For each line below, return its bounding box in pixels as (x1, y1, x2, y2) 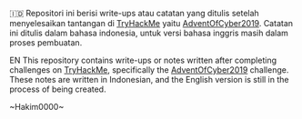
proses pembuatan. (9, 37, 83, 48)
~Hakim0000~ (9, 102, 65, 112)
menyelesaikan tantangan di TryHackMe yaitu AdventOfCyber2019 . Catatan (9, 18, 294, 28)
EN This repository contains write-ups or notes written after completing (9, 55, 277, 65)
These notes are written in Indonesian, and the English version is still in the (9, 74, 289, 84)
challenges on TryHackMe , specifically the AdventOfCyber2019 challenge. (9, 64, 289, 75)
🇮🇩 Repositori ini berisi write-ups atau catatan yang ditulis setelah (9, 8, 259, 18)
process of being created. (9, 84, 106, 94)
